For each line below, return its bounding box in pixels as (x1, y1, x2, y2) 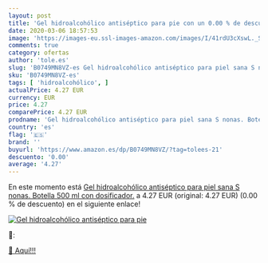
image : (8, 34, 30, 42)
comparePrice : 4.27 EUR (8, 109, 88, 117)
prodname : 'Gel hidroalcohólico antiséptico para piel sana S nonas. (8, 116, 245, 124)
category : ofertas (8, 49, 69, 57)
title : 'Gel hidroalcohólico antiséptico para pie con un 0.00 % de (8, 19, 241, 27)
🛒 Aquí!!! (8, 245, 37, 256)
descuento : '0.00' (8, 153, 69, 161)
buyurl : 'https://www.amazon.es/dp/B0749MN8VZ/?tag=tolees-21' (8, 145, 223, 153)
